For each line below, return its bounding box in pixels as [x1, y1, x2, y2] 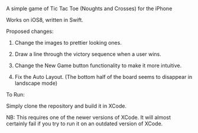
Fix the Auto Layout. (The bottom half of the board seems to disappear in [14, 74, 193, 80]
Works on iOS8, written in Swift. [6, 16, 84, 23]
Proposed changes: [6, 28, 54, 35]
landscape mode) [14, 79, 58, 87]
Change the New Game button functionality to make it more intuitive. [14, 62, 182, 69]
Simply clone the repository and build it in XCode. [6, 102, 127, 109]
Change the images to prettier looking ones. [14, 39, 122, 46]
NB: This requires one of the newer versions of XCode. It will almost [6, 114, 171, 121]
